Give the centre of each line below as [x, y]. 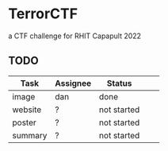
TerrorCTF [43, 14]
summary [30, 135]
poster [25, 122]
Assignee [73, 83]
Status [119, 83]
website [27, 110]
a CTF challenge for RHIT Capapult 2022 [74, 36]
